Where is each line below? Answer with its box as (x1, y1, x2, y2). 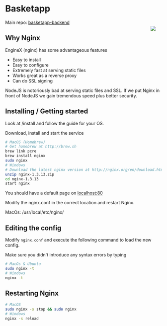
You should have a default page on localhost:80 (5, 190, 103, 196)
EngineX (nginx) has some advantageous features (5, 47, 108, 53)
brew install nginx (5, 154, 46, 159)
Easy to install (12, 57, 41, 63)
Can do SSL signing (12, 78, 53, 83)
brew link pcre (5, 149, 37, 154)
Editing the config (5, 224, 62, 232)
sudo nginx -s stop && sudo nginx (5, 307, 77, 312)
